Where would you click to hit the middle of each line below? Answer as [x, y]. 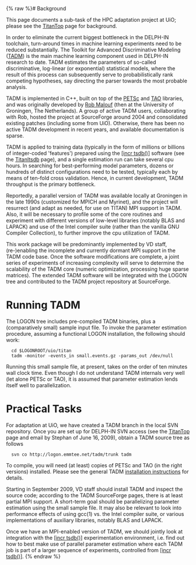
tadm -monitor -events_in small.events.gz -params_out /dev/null [92, 356]
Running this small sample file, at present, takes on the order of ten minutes [97, 366]
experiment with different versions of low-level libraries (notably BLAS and [95, 221]
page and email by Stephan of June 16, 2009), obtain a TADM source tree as [98, 437]
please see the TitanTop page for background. [62, 26]
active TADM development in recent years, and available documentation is [95, 129]
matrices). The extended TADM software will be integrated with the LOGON [97, 275]
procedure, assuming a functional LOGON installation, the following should [96, 333]
